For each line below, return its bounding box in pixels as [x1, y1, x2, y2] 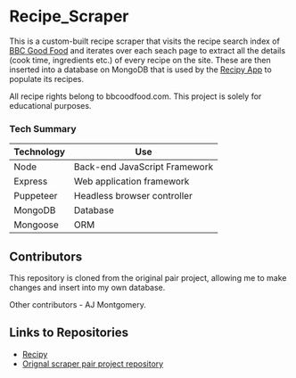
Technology [13, 145, 65, 158]
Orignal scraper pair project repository [21, 358, 164, 369]
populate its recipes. [9, 73, 85, 84]
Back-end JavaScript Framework [74, 160, 214, 173]
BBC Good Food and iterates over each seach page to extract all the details [9, 45, 286, 55]
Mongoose [13, 218, 60, 231]
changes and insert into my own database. [9, 283, 166, 293]
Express [13, 176, 48, 188]
